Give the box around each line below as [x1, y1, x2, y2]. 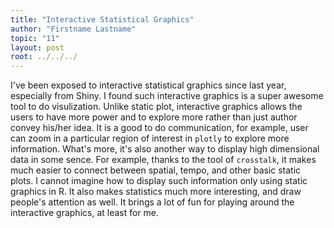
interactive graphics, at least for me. [10, 207, 160, 219]
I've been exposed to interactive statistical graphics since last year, [10, 79, 287, 91]
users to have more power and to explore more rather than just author [10, 111, 298, 123]
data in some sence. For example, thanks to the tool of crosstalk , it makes [10, 154, 317, 166]
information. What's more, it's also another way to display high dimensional [10, 143, 320, 155]
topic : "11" [10, 33, 60, 43]
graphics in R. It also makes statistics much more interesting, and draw [10, 186, 302, 198]
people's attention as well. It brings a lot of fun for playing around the [10, 196, 295, 208]
